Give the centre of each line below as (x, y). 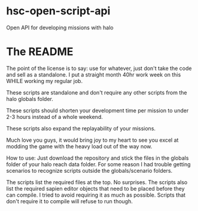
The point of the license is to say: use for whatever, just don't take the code (99, 68)
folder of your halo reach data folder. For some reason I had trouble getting (98, 164)
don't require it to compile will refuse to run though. (70, 201)
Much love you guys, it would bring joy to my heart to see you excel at (92, 140)
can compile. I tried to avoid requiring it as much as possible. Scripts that (96, 195)
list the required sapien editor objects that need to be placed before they (95, 188)
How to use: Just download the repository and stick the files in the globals (98, 158)
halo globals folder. (30, 99)
